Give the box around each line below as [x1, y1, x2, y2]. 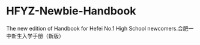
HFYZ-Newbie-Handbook [6, 4, 136, 18]
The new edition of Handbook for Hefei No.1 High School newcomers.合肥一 [6, 25, 194, 32]
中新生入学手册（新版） [6, 32, 64, 40]
